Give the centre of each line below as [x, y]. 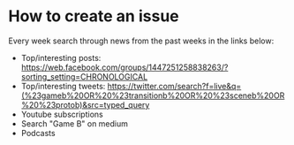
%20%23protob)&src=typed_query [85, 104]
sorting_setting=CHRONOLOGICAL [84, 76]
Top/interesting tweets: [63, 86]
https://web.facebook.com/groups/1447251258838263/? [124, 67]
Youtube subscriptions [62, 114]
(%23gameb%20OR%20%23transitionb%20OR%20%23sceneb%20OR [153, 95]
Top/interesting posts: [61, 57]
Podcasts [38, 133]
